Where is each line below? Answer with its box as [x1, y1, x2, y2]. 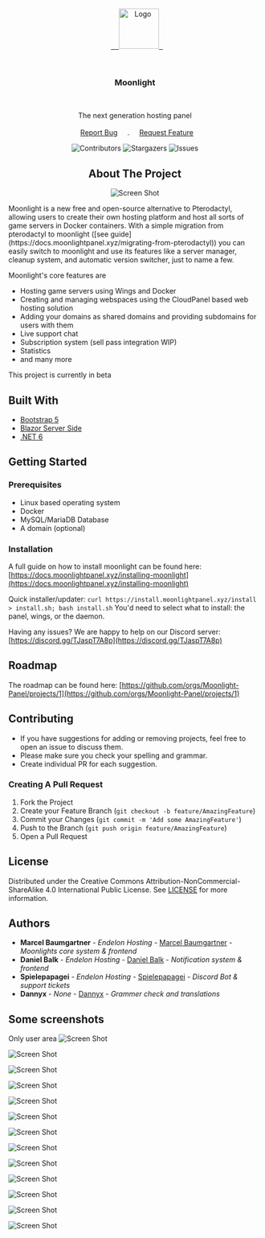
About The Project [88, 167, 182, 180]
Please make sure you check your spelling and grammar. [19, 751, 208, 760]
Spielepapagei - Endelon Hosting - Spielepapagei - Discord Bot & [19, 972, 238, 981]
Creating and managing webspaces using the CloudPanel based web [19, 294, 249, 305]
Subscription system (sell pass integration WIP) [19, 338, 177, 348]
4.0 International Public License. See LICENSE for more [45, 885, 228, 895]
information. [8, 893, 49, 903]
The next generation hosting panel [77, 111, 193, 121]
